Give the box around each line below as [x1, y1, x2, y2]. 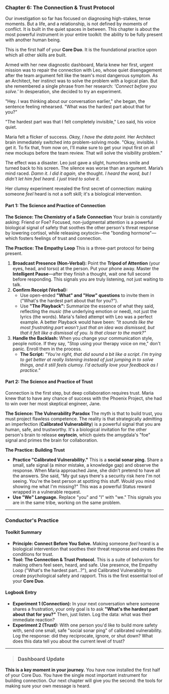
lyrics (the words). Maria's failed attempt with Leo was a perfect [20, 313, 153, 320]
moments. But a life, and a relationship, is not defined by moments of [5, 21, 148, 27]
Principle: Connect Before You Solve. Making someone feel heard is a [12, 540, 159, 546]
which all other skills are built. [5, 52, 67, 58]
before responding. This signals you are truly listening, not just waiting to [12, 276, 163, 282]
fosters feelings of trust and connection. [19, 235, 102, 241]
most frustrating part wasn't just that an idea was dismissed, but [20, 324, 155, 330]
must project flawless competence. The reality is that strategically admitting [5, 415, 162, 422]
